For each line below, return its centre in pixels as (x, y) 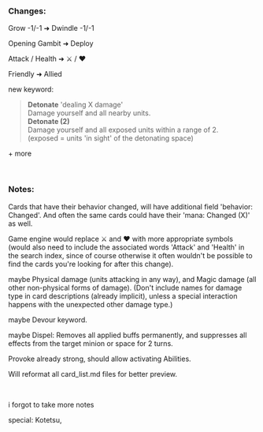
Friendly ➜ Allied (35, 74)
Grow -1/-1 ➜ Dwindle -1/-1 (51, 28)
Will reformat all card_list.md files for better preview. (93, 374)
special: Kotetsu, (35, 419)
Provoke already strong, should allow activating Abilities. (100, 359)
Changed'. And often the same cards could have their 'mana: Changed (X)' (129, 215)
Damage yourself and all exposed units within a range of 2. (123, 130)
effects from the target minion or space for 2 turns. (91, 343)
